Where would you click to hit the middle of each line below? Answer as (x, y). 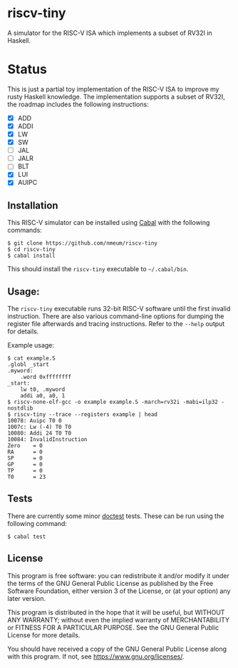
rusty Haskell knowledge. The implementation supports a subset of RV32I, (117, 96)
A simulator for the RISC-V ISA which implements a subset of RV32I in (110, 33)
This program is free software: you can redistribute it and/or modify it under (118, 575)
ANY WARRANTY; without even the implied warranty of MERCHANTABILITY (119, 619)
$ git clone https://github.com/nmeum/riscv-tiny (83, 243)
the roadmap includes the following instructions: (78, 104)
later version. (27, 598)
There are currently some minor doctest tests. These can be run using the (116, 516)
